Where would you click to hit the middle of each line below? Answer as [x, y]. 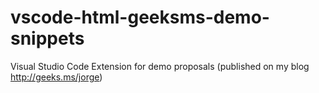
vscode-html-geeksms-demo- [140, 17]
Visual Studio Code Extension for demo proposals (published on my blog [160, 66]
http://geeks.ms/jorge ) [56, 77]
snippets [47, 38]
